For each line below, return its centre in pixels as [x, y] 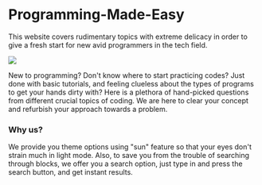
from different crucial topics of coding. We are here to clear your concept [129, 100]
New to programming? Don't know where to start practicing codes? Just [127, 75]
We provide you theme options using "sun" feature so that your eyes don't [130, 147]
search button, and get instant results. [70, 172]
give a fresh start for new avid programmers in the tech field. [108, 44]
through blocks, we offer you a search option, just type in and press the [125, 164]
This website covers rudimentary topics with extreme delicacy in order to [128, 37]
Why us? [26, 129]
